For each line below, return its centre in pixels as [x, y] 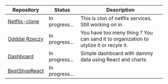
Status [62, 10]
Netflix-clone [23, 21]
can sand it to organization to [114, 39]
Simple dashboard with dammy [117, 53]
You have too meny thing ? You [117, 33]
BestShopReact [26, 71]
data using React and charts [113, 59]
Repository [26, 10]
